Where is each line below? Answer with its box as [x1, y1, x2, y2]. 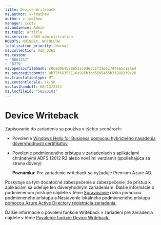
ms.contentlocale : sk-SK [5, 80, 56, 84]
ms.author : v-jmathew [5, 12, 49, 17]
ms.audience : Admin [5, 25, 45, 30]
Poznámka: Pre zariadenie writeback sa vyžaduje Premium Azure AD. [12, 170, 153, 176]
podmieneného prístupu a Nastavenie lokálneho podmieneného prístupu [5, 195, 150, 201]
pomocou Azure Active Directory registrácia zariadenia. [5, 200, 117, 206]
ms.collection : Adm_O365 [5, 48, 56, 53]
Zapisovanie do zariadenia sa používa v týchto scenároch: [5, 126, 122, 132]
